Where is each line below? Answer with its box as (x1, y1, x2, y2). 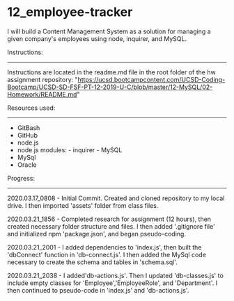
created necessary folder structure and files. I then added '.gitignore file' (7, 222, 216, 230)
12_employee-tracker (7, 4, 133, 20)
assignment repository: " (7, 75, 78, 83)
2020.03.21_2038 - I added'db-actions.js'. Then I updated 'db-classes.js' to (7, 271, 224, 279)
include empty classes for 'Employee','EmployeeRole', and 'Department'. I (7, 279, 218, 287)
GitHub (17, 131, 38, 139)
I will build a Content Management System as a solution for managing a (7, 27, 211, 35)
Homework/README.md (7, 90, 77, 98)
